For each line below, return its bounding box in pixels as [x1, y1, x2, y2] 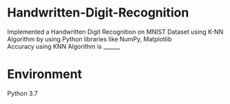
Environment [7, 67, 83, 82]
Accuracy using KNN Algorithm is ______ [7, 42, 121, 50]
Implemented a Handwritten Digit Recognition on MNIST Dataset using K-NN [7, 28, 224, 36]
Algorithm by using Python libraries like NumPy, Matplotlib [7, 34, 172, 43]
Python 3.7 [7, 89, 38, 97]
